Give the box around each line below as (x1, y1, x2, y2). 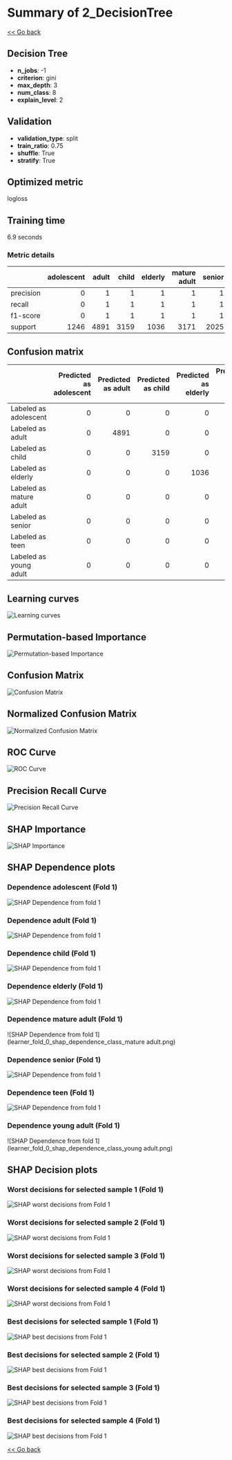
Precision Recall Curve (7, 784, 107, 797)
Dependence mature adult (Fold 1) (7, 1014, 123, 1024)
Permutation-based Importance (7, 631, 147, 643)
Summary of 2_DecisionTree (7, 5, 173, 21)
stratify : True (17, 156, 56, 164)
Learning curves (7, 593, 79, 604)
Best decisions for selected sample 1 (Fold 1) (7, 1317, 159, 1326)
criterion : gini (17, 73, 57, 82)
